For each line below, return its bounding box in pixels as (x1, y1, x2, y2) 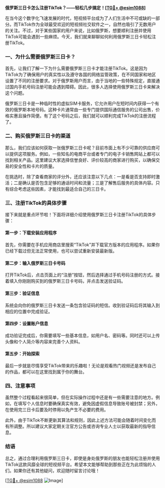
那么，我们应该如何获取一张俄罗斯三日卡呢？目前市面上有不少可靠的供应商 (5, 145, 156, 151)
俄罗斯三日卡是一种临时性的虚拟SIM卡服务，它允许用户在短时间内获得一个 (5, 100, 155, 106)
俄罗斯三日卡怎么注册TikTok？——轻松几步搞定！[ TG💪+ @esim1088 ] (5, 5, 146, 10)
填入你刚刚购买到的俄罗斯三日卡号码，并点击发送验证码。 (9, 278, 126, 284)
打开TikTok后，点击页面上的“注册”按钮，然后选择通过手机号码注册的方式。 (5, 272, 156, 278)
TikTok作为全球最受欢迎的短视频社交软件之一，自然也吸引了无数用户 (18, 22, 156, 27)
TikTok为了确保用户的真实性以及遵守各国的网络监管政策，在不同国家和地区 (5, 71, 156, 78)
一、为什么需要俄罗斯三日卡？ (5, 53, 76, 60)
